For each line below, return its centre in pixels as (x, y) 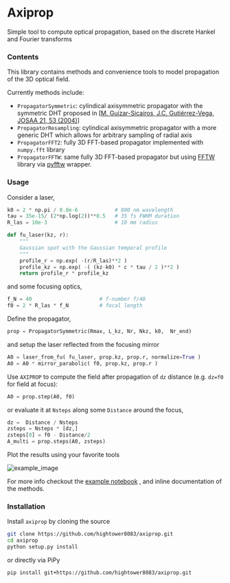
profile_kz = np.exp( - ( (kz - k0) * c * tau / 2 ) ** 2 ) (100, 267)
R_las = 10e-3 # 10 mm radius (82, 223)
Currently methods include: (46, 93)
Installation (26, 506)
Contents (23, 56)
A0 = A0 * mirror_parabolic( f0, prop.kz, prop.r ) (82, 363)
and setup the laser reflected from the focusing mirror (83, 344)
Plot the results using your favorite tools (64, 455)
